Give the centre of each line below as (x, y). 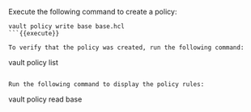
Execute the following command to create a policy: (93, 12)
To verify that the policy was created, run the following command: (126, 48)
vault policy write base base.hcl (67, 27)
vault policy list (34, 62)
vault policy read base (45, 99)
